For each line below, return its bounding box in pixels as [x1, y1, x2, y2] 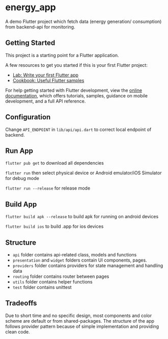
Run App [5, 146, 34, 155]
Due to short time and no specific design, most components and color [5, 312, 152, 319]
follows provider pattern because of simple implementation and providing [5, 323, 159, 329]
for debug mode [5, 175, 39, 181]
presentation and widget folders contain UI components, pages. [12, 257, 147, 263]
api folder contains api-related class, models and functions [12, 252, 137, 257]
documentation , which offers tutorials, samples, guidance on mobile [5, 92, 148, 98]
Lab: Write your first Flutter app [12, 72, 79, 78]
